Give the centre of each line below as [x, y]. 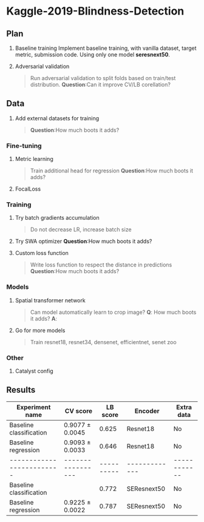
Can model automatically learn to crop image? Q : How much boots [113, 312]
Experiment [34, 407]
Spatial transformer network [50, 300]
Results [21, 390]
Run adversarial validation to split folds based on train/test [103, 78]
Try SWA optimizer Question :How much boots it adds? [83, 242]
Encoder [147, 411]
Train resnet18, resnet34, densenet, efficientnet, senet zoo [104, 342]
